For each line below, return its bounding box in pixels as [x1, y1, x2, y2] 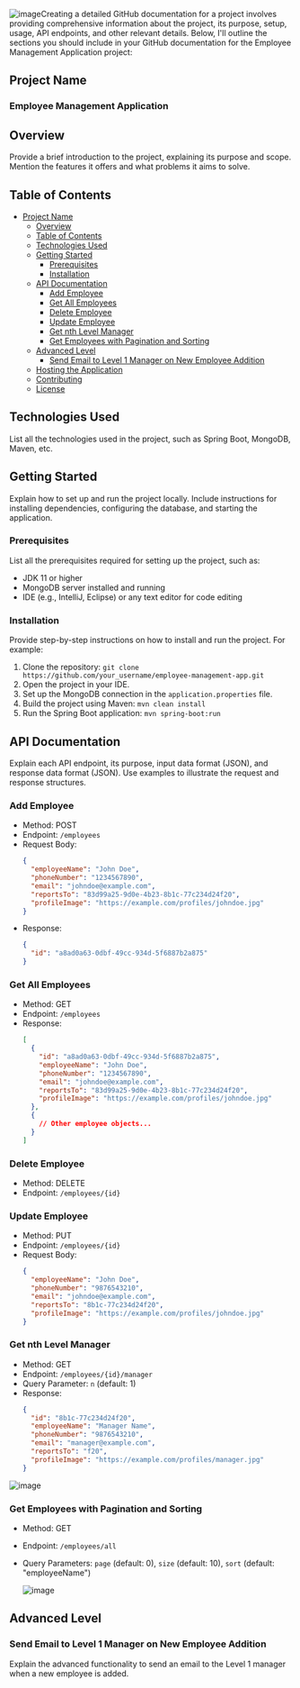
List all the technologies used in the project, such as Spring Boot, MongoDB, [9, 433, 291, 444]
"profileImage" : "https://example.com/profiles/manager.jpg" [31, 1455, 265, 1464]
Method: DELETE [22, 1177, 85, 1188]
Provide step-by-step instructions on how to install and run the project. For [9, 635, 286, 646]
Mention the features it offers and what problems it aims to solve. [9, 161, 251, 172]
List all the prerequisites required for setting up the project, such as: [9, 555, 260, 566]
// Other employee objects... [39, 1120, 152, 1129]
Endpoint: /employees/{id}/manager [22, 1368, 153, 1379]
